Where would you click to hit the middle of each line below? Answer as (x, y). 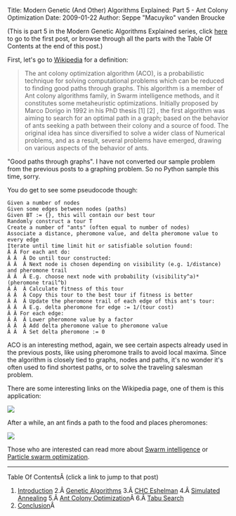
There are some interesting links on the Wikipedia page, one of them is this (116, 388)
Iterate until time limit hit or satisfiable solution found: (100, 246)
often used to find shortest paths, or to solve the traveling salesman (105, 367)
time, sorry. (24, 176)
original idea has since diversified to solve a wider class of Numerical (125, 133)
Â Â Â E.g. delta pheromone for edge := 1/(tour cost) (91, 307)
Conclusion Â (36, 505)
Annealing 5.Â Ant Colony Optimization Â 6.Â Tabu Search (100, 498)
